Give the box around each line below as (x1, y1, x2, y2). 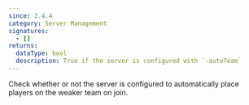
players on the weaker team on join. (8, 87, 129, 97)
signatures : (8, 27, 49, 35)
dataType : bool (15, 49, 68, 57)
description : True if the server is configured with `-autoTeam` (15, 57, 242, 65)
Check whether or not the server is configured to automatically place (8, 78, 240, 89)
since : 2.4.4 (8, 11, 53, 20)
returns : (8, 42, 38, 50)
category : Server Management (8, 19, 107, 27)
